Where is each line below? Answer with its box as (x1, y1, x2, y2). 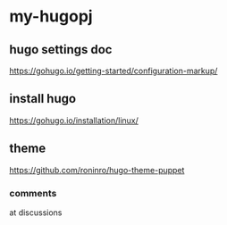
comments (9, 187, 57, 199)
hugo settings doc (9, 42, 113, 57)
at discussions (9, 207, 63, 218)
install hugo (9, 91, 77, 106)
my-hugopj (9, 6, 93, 27)
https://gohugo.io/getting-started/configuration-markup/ (9, 65, 218, 76)
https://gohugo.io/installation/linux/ (9, 114, 139, 126)
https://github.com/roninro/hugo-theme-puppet (9, 164, 185, 175)
